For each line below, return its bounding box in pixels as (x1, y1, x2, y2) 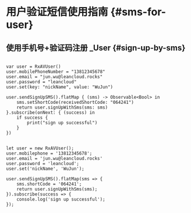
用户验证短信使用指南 (6, 5, 109, 19)
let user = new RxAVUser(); (6, 145, 75, 151)
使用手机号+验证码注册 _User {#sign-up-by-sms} (6, 43, 186, 53)
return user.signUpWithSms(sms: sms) (16, 104, 108, 110)
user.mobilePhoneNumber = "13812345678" (6, 69, 106, 75)
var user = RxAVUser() (6, 64, 61, 69)
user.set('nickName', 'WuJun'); (6, 166, 84, 172)
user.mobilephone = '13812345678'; (6, 151, 93, 156)
